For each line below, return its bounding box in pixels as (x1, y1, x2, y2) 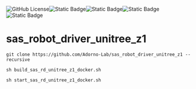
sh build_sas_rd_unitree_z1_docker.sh (6, 67, 101, 73)
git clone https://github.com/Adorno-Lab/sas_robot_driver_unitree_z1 (6, 52, 183, 57)
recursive (6, 56, 31, 63)
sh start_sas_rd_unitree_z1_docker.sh (6, 77, 101, 83)
